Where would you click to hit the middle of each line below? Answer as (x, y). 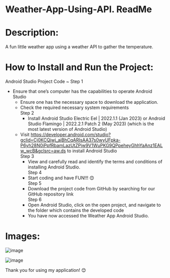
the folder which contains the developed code (76, 210)
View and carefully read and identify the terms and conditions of (95, 162)
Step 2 (27, 113)
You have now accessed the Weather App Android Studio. (88, 216)
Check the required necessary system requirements (75, 107)
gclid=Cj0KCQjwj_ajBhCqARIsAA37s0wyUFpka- (70, 140)
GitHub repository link (50, 194)
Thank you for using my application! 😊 (46, 270)
